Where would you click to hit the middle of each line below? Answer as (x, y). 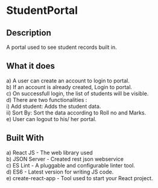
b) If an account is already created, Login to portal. (69, 87)
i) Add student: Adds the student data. (54, 106)
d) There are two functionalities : (47, 99)
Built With (25, 138)
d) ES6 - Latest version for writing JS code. (60, 172)
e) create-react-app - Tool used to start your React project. (80, 178)
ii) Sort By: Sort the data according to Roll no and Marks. (76, 113)
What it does (31, 66)
